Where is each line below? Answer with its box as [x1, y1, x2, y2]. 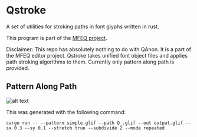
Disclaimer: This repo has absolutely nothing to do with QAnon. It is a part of [6, 45, 192, 53]
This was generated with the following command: [6, 108, 126, 115]
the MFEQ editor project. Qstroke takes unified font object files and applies [6, 52, 188, 59]
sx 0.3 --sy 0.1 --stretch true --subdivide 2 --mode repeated [6, 125, 165, 131]
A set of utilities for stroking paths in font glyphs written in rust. [6, 23, 159, 30]
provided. [6, 64, 29, 71]
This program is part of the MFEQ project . [6, 34, 107, 41]
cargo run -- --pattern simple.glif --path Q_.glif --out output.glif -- [6, 120, 192, 126]
